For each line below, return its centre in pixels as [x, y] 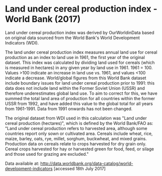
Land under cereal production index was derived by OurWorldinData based [80, 32]
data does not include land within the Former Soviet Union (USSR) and [75, 88]
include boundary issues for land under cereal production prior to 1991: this [80, 83]
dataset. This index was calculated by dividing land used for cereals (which [80, 62]
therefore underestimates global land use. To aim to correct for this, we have [81, 93]
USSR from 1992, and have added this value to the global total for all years [79, 103]
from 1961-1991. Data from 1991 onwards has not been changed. [69, 109]
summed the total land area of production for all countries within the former [80, 98]
